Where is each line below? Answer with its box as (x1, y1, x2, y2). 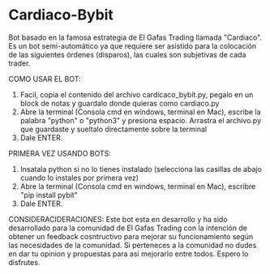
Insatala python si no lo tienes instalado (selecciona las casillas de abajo (19, 164, 262, 173)
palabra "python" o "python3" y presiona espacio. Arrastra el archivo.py (19, 115, 262, 125)
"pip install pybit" (19, 190, 79, 199)
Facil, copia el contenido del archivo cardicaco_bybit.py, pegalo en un (19, 89, 254, 99)
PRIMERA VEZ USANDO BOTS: (8, 148, 112, 158)
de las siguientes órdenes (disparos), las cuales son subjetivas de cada (8, 49, 246, 59)
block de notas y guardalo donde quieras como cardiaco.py (19, 98, 220, 108)
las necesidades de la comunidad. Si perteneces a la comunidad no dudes (8, 240, 257, 250)
